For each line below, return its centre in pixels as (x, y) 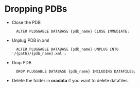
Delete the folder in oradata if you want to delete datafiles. (70, 80)
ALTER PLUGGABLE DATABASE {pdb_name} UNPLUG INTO (67, 49)
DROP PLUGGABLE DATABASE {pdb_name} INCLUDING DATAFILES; (76, 71)
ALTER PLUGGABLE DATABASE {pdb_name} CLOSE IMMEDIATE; (73, 31)
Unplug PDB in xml (30, 40)
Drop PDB (22, 62)
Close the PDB (26, 22)
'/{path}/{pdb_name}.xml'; (39, 53)
